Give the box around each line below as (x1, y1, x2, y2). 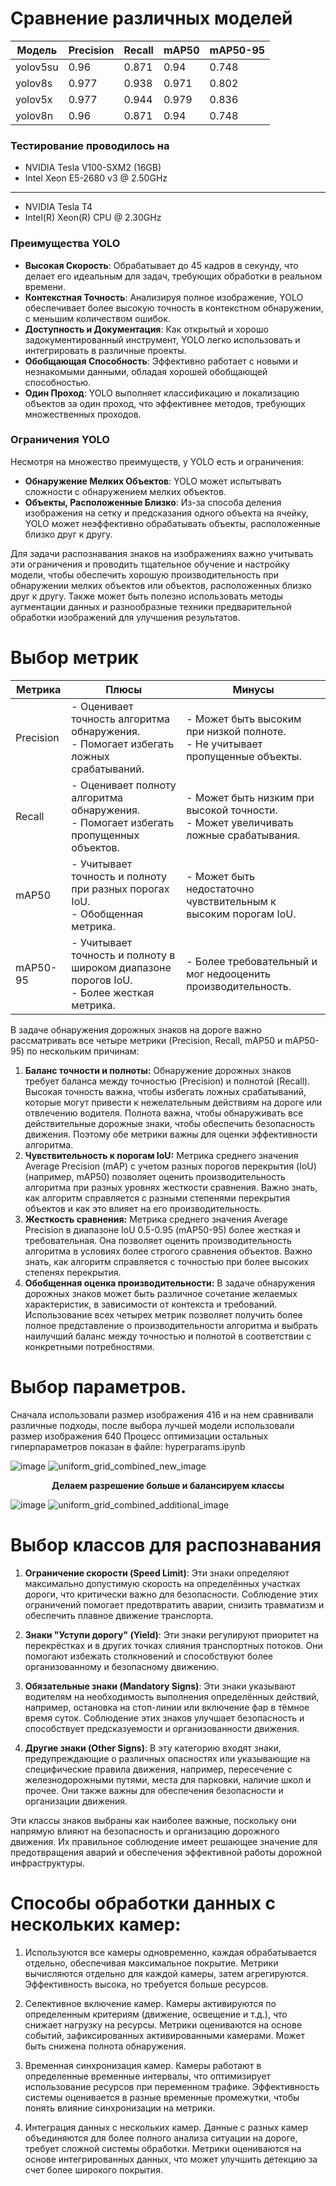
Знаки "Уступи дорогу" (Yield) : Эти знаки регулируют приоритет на (24, 1628, 320, 1641)
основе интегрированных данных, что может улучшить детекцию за (24, 2153, 318, 2165)
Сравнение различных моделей (10, 7, 293, 30)
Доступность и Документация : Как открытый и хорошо (24, 323, 269, 335)
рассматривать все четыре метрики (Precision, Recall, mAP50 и (10, 1034, 283, 1046)
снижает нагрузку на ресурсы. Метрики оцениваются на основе (24, 2018, 303, 2031)
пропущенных (71, 828, 140, 842)
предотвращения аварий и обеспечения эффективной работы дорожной (10, 1846, 322, 1858)
